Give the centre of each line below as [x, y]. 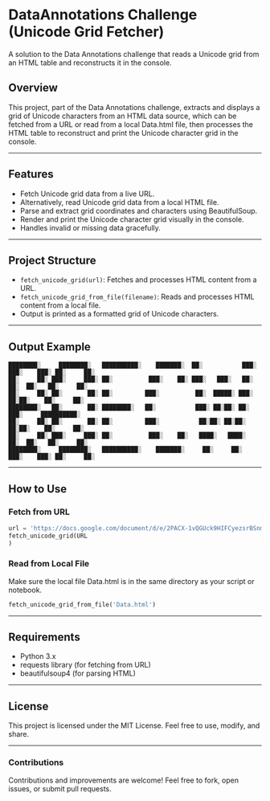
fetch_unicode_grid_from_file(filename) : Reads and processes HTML [137, 297]
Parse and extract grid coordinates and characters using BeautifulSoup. [139, 210]
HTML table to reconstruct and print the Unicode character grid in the [123, 133]
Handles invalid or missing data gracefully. [90, 227]
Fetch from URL [39, 512]
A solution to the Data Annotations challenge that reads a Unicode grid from [134, 54]
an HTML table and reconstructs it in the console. [90, 63]
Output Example [49, 347]
